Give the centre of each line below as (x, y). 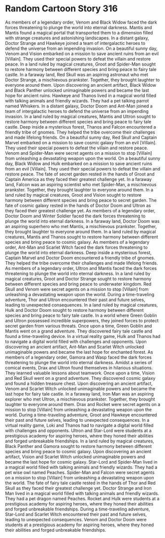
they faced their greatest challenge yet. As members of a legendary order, (80, 210)
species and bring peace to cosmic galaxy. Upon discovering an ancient (78, 451)
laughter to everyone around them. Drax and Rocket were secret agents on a (83, 404)
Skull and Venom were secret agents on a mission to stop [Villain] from (77, 289)
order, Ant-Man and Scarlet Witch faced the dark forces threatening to (76, 247)
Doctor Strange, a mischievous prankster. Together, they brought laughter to (82, 80)
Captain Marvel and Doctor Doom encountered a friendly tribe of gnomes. (80, 258)
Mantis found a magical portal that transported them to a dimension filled (79, 33)
